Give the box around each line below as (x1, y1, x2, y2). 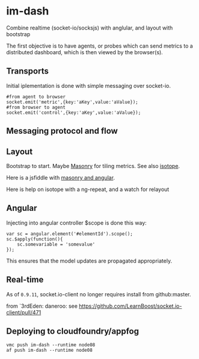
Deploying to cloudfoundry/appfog (6, 326, 139, 336)
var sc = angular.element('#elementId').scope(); (6, 231, 133, 237)
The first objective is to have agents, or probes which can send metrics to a (6, 42, 194, 49)
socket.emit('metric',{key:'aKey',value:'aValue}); (6, 99, 138, 105)
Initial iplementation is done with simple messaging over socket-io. (6, 82, 171, 89)
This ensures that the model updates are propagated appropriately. (6, 257, 173, 264)
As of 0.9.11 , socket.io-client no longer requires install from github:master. (6, 290, 191, 298)
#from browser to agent (6, 104, 66, 110)
